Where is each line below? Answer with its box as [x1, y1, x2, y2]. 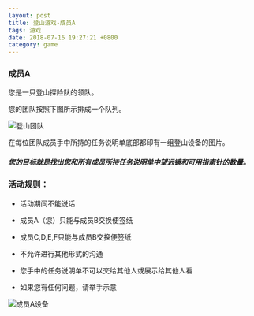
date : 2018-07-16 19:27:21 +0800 [8, 33, 118, 42]
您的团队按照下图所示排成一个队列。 [8, 104, 126, 114]
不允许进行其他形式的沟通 [19, 249, 103, 258]
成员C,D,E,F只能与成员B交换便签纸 [19, 232, 132, 241]
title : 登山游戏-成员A [8, 19, 76, 27]
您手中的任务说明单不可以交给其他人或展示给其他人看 [19, 266, 193, 275]
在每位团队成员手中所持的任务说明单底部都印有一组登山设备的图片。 [8, 138, 230, 147]
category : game [8, 41, 58, 49]
